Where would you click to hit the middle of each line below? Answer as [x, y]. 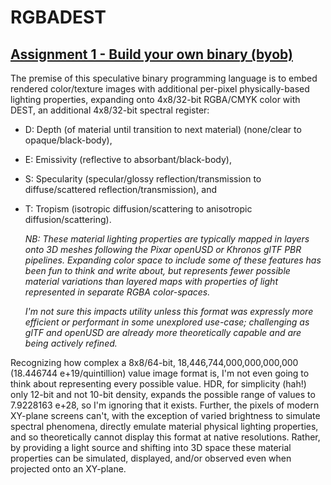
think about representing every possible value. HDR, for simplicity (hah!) [158, 384]
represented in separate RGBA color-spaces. [117, 292]
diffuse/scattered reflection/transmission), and [120, 189]
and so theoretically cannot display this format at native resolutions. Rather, [165, 437]
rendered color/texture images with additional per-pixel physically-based [160, 89]
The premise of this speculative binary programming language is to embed [164, 78]
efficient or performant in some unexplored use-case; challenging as [167, 322]
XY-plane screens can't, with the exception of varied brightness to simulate [165, 415]
